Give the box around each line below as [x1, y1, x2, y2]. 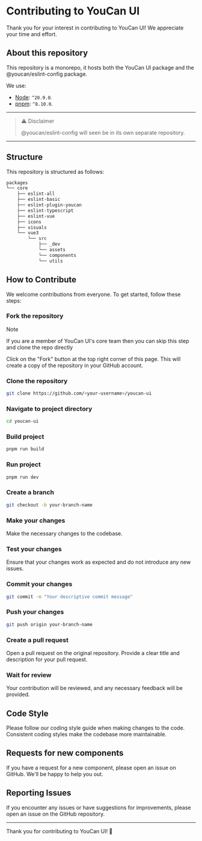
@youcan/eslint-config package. [6, 70, 88, 78]
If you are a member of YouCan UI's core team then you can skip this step [6, 337, 189, 344]
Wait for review [6, 671, 52, 679]
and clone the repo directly [6, 343, 73, 351]
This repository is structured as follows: [6, 168, 105, 175]
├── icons [17, 218, 42, 225]
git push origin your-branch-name [6, 621, 93, 627]
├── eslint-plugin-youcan [17, 202, 82, 208]
